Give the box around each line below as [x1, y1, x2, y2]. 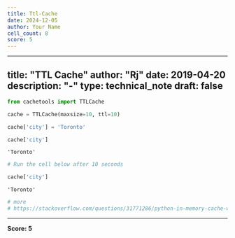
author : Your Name [7, 23, 61, 30]
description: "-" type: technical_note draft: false [7, 80, 223, 92]
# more [7, 199, 27, 206]
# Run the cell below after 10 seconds [7, 161, 124, 168]
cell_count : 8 [7, 29, 49, 37]
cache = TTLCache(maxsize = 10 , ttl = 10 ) [7, 111, 120, 118]
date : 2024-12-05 [7, 17, 58, 24]
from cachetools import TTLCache [7, 98, 105, 105]
